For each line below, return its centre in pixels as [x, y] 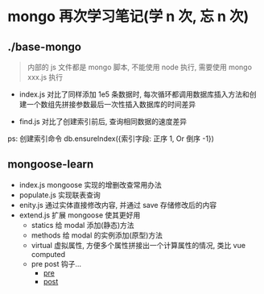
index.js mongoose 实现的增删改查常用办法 [91, 184]
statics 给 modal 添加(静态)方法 [82, 225]
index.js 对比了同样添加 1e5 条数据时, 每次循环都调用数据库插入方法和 [134, 94]
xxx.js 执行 [45, 77]
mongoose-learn [51, 165]
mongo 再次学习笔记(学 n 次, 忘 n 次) [128, 17]
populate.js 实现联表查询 [60, 195]
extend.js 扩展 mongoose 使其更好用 [80, 215]
